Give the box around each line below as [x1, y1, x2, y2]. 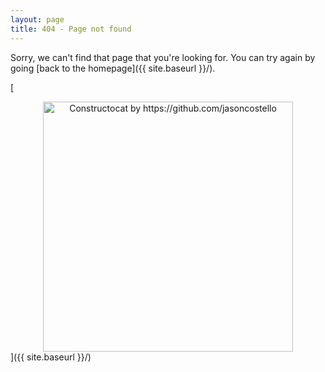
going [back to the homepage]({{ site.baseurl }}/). [10, 62, 216, 74]
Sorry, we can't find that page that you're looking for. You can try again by [10, 51, 316, 63]
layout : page [10, 14, 65, 25]
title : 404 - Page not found [10, 24, 132, 34]
